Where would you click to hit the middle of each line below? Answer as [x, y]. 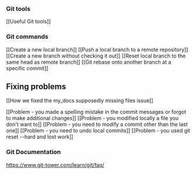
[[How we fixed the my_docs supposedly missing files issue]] [80, 101]
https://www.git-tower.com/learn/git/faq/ [55, 165]
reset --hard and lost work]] [40, 137]
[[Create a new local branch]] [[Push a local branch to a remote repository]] [97, 49]
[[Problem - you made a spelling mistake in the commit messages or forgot [96, 112]
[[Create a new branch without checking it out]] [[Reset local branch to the [96, 56]
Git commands [27, 37]
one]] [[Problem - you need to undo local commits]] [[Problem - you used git [98, 131]
